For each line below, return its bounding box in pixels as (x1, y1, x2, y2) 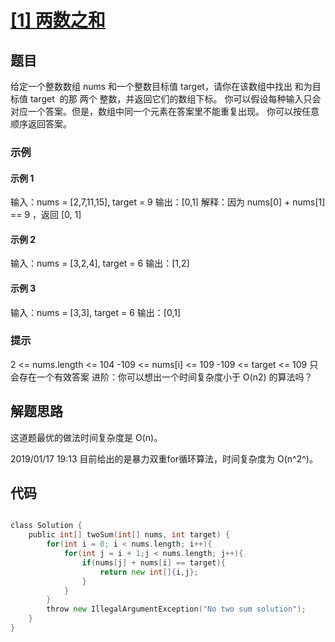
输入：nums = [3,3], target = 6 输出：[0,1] (10, 306, 182, 318)
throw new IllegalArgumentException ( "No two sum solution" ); (46, 604, 307, 615)
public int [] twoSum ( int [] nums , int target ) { (28, 530, 230, 540)
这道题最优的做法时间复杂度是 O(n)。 (10, 431, 163, 443)
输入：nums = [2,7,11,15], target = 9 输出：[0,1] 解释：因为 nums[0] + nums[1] (10, 196, 326, 208)
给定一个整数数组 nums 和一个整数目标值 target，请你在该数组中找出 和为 (10, 81, 313, 92)
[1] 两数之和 (10, 9, 106, 32)
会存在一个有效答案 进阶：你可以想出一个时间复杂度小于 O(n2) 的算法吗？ (10, 371, 313, 383)
